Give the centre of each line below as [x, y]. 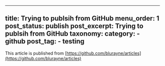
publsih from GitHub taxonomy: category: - [72, 34]
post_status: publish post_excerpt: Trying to [74, 26]
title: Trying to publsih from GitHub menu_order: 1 [82, 18]
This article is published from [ [36, 53]
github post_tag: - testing [45, 41]
